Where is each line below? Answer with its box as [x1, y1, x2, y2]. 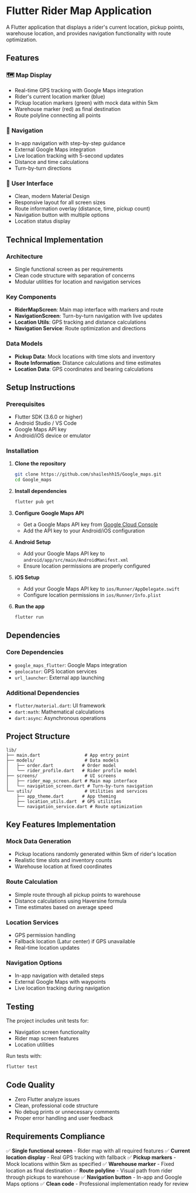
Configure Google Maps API [14, 510, 84, 517]
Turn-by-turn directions [14, 165, 72, 172]
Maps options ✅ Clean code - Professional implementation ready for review [6, 1180, 189, 1187]
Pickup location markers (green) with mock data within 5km [14, 99, 159, 106]
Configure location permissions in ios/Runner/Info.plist [23, 592, 161, 599]
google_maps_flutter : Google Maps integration [14, 661, 128, 668]
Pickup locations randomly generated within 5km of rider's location [14, 850, 177, 857]
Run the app [14, 603, 45, 610]
